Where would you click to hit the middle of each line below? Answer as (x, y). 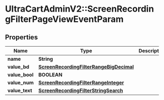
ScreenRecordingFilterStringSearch (81, 91)
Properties (21, 37)
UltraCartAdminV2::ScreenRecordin (80, 9)
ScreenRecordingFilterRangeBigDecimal (86, 67)
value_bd (18, 67)
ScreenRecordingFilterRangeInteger (81, 83)
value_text (20, 91)
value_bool (20, 75)
